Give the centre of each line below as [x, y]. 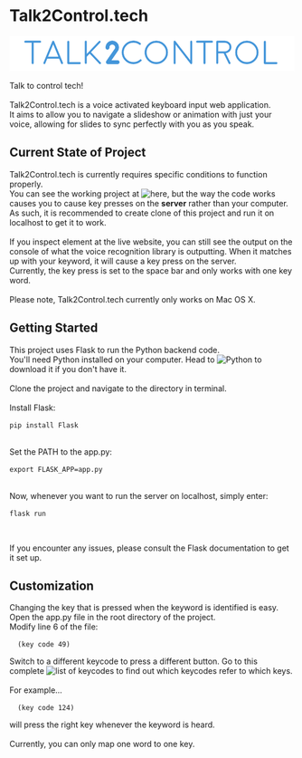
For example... [36, 690]
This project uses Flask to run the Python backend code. [114, 350]
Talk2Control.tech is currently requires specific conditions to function [139, 174]
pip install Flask [44, 425]
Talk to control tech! [47, 85]
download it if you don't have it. [68, 369]
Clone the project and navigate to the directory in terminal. [118, 388]
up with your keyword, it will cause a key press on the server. [123, 261]
